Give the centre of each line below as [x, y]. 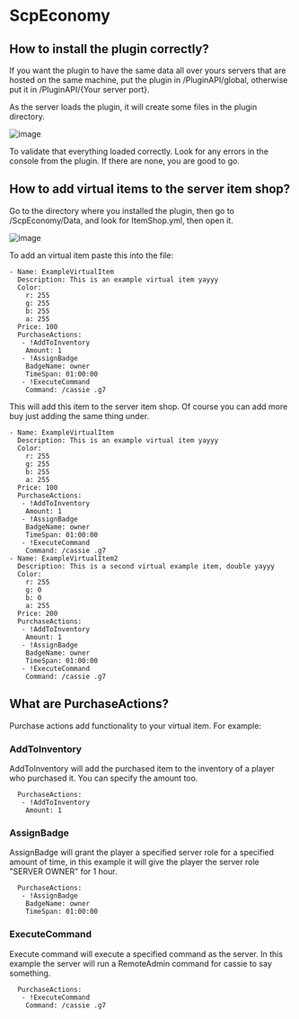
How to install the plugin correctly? [109, 49]
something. [30, 973]
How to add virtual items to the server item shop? [150, 189]
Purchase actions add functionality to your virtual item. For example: [136, 726]
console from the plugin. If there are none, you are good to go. [125, 161]
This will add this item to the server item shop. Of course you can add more [149, 407]
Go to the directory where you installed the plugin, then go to [122, 210]
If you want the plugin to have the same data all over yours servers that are [148, 70]
